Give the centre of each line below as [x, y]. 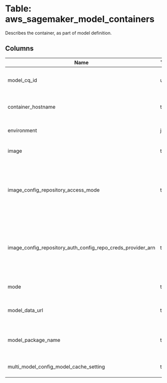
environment [22, 130]
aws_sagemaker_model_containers [80, 19]
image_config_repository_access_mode [54, 190]
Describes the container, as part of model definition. [58, 33]
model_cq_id [22, 80]
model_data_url [25, 310]
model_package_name [34, 340]
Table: [18, 9]
